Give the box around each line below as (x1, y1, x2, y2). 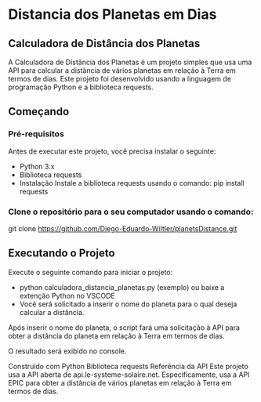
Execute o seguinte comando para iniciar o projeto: (8, 267, 173, 277)
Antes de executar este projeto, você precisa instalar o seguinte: (8, 147, 216, 156)
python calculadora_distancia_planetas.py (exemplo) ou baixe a (19, 282, 225, 292)
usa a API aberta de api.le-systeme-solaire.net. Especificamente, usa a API (8, 370, 250, 379)
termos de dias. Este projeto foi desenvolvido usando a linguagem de (8, 74, 232, 83)
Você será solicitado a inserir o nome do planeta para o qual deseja (19, 299, 237, 309)
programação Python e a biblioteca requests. (8, 82, 154, 92)
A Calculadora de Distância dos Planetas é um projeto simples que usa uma (8, 57, 252, 67)
